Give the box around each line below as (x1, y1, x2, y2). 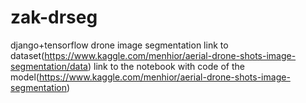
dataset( (10, 49, 45, 61)
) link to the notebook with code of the (87, 60, 245, 72)
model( (10, 71, 40, 83)
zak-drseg (10, 6, 98, 29)
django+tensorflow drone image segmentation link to (10, 39, 229, 51)
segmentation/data (10, 60, 88, 72)
